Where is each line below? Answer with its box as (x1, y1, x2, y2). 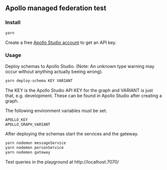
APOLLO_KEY (5, 117, 28, 122)
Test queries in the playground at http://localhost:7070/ (5, 159, 119, 165)
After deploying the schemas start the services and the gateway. (5, 131, 139, 137)
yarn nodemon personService (5, 145, 64, 150)
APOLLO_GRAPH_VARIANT (5, 122, 51, 127)
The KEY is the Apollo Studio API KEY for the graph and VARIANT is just (5, 87, 153, 93)
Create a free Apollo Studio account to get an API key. (5, 39, 117, 45)
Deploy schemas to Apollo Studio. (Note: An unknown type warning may (5, 63, 154, 69)
